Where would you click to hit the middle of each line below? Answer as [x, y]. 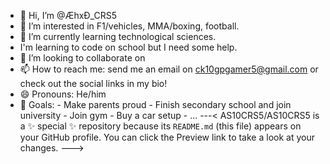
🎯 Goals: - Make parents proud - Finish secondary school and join [155, 104]
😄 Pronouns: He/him [63, 94]
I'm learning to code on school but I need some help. [128, 47]
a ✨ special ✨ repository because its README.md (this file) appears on [160, 126]
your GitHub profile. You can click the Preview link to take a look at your [167, 137]
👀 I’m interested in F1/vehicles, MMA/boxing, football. [129, 26]
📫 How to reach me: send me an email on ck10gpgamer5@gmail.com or [169, 69]
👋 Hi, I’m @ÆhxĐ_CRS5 [68, 15]
